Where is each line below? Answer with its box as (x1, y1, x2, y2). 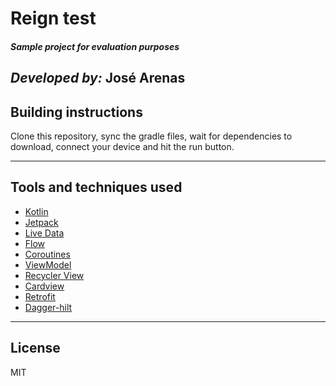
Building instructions (10, 103, 143, 121)
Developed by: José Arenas (10, 70, 186, 87)
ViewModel (24, 258, 72, 271)
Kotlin (24, 205, 49, 217)
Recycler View (24, 269, 85, 281)
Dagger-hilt (24, 301, 73, 313)
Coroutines (24, 248, 71, 260)
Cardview (24, 280, 65, 292)
